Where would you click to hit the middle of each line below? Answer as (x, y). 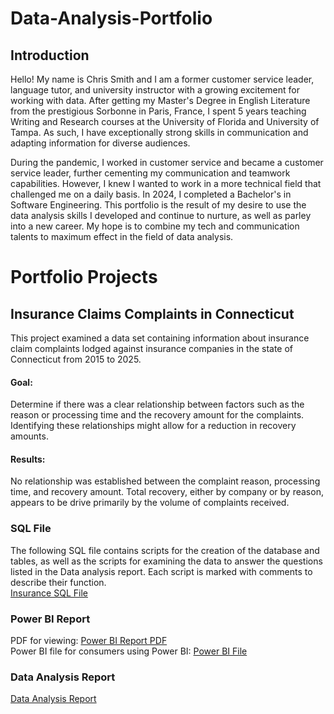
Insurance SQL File (49, 593)
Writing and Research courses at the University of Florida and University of (165, 121)
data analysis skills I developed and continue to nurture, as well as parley (161, 215)
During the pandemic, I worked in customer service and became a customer (167, 162)
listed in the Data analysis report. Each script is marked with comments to (161, 571)
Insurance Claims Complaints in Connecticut (152, 313)
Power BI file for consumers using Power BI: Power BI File (129, 651)
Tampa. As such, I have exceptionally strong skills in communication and (159, 132)
